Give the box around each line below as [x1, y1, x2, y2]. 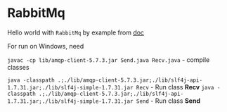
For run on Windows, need [7, 42, 84, 50]
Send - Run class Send [136, 97, 200, 105]
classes [7, 63, 30, 71]
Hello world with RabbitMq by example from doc [7, 28, 145, 37]
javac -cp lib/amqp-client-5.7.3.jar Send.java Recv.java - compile [7, 55, 210, 64]
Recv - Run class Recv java [136, 82, 214, 91]
